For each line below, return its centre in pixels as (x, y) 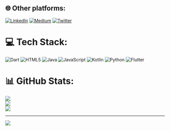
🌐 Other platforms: (35, 8)
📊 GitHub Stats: (40, 81)
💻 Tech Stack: (36, 42)
